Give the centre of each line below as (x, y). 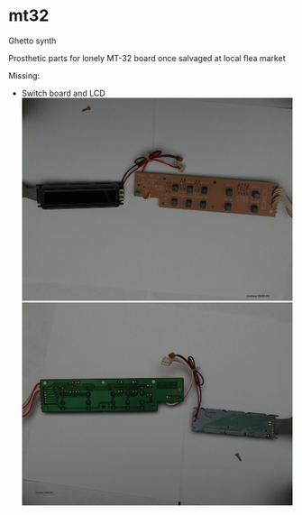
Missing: (24, 75)
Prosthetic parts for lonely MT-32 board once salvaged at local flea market (147, 58)
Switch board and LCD (63, 93)
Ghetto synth (32, 41)
